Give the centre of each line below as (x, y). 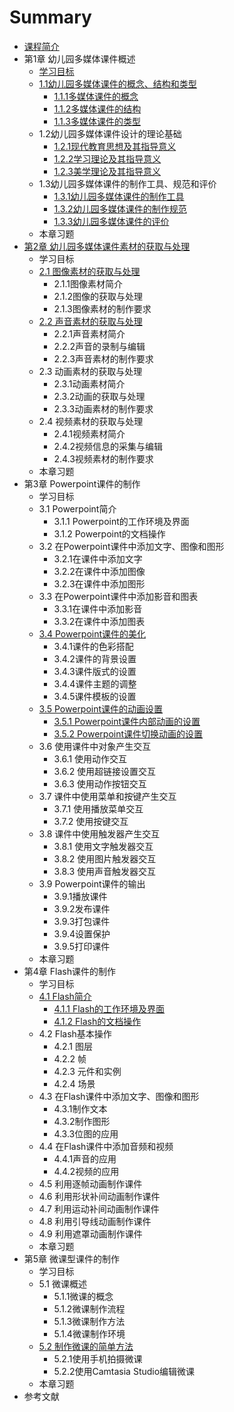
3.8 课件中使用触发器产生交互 (99, 833)
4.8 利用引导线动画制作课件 (95, 1221)
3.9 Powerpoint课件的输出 (92, 883)
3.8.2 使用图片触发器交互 (105, 858)
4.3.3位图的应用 (86, 1133)
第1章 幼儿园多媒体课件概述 (79, 58)
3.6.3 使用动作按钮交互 (100, 783)
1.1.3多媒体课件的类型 (97, 121)
